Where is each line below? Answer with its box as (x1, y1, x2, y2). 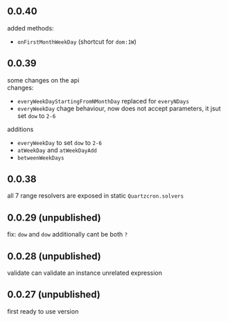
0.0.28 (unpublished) (7, 250, 102, 262)
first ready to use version (7, 307, 79, 315)
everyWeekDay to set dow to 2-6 (17, 138, 103, 146)
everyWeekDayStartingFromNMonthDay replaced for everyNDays (17, 96, 189, 105)
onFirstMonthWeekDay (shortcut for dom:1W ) (17, 37, 137, 46)
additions (7, 125, 34, 133)
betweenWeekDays (17, 154, 64, 162)
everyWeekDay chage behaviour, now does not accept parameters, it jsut (17, 104, 221, 112)
